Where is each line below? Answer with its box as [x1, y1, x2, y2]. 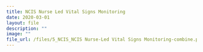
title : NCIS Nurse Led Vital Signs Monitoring [6, 8, 126, 15]
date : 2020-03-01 [6, 14, 50, 20]
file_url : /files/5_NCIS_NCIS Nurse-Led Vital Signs [6, 36, 142, 42]
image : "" [6, 31, 31, 37]
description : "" [6, 25, 47, 32]
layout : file [6, 20, 39, 26]
